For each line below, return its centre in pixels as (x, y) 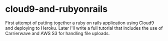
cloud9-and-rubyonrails (56, 9)
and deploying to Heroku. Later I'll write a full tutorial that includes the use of (84, 28)
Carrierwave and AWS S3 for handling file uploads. (57, 33)
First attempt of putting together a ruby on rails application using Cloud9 (79, 23)
